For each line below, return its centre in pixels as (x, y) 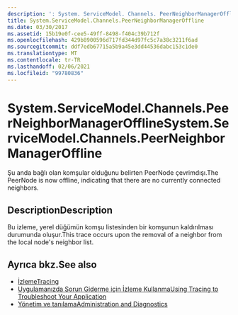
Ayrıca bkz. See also (52, 264)
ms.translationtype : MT (42, 54)
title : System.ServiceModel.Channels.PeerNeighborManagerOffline (106, 21)
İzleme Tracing (38, 282)
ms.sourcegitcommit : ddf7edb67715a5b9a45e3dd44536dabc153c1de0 (103, 47)
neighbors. (23, 188)
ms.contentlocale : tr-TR (44, 60)
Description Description (60, 210)
